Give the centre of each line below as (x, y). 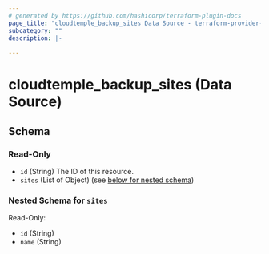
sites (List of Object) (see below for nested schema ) (107, 180)
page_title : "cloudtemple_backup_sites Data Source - (100, 23)
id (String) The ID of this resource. (77, 171)
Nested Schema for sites (58, 200)
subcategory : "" (35, 30)
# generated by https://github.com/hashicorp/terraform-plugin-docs (125, 16)
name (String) (40, 242)
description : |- (35, 38)
